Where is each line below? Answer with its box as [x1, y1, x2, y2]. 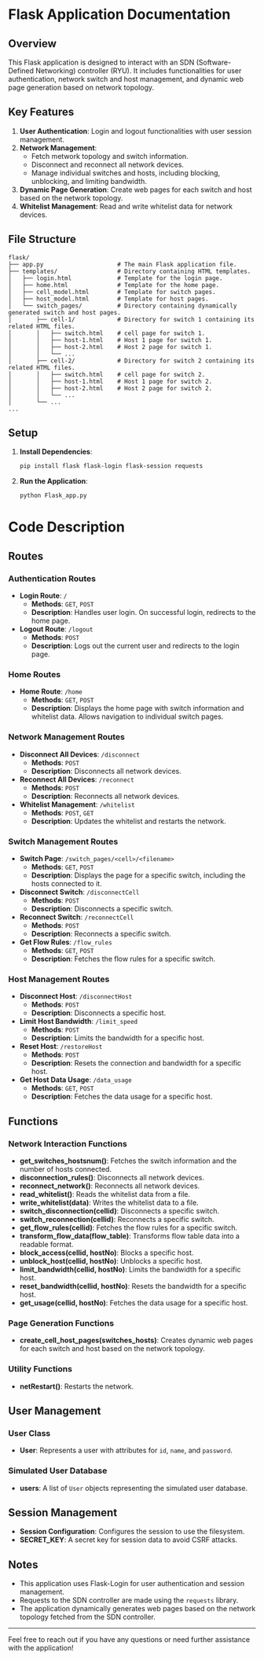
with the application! [8, 1643, 75, 1653]
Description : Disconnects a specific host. [31, 1008, 167, 1018]
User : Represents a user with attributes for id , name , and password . [19, 1445, 233, 1456]
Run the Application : [19, 477, 88, 486]
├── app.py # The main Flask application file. [8, 260, 237, 268]
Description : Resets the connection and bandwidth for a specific [31, 1058, 242, 1068]
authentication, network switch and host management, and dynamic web [8, 75, 244, 83]
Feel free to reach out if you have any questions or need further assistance [8, 1635, 250, 1644]
